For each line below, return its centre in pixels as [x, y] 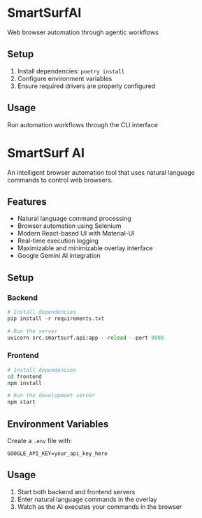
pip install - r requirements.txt [56, 318]
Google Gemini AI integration [59, 256]
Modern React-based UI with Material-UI [76, 233]
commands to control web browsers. [60, 180]
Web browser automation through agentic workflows [83, 32]
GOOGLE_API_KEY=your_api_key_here [58, 453]
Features [27, 202]
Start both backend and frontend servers [76, 491]
